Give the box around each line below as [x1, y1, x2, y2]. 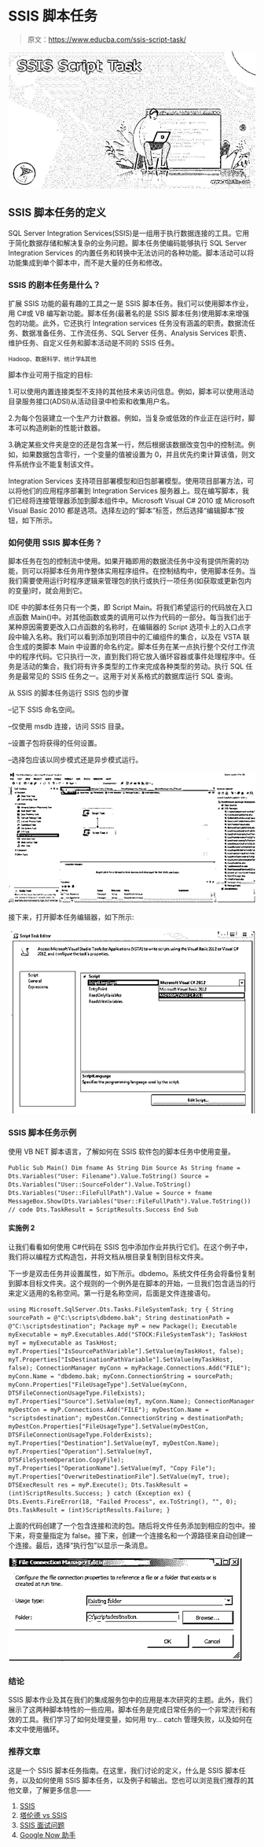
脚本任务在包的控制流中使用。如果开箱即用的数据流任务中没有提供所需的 [8, 556, 242, 566]
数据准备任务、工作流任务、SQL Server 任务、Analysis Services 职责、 [21, 328, 251, 338]
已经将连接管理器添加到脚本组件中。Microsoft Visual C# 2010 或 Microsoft [14, 496, 255, 506]
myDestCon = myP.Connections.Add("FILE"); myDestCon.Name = [8, 1406, 210, 1414]
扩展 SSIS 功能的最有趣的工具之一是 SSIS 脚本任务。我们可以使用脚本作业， [8, 299, 253, 308]
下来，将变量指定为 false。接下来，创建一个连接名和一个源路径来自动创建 [8, 1531, 246, 1540]
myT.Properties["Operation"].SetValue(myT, [8, 1448, 153, 1456]
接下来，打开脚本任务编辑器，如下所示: [8, 912, 135, 922]
